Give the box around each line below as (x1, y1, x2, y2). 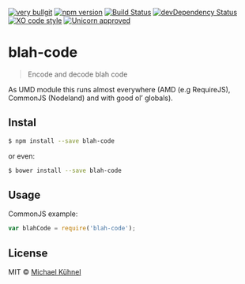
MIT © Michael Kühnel (8, 267, 81, 276)
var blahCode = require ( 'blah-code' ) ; (8, 225, 136, 233)
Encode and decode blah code (27, 69, 128, 79)
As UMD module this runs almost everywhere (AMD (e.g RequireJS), (8, 84, 231, 94)
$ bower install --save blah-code (8, 166, 122, 174)
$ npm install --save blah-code (8, 136, 115, 145)
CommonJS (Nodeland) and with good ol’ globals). (8, 93, 174, 103)
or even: (8, 151, 36, 161)
